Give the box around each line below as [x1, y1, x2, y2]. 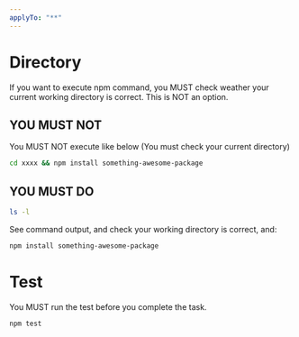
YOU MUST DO [9, 184, 95, 199]
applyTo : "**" [9, 13, 63, 23]
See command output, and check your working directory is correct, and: [9, 223, 277, 234]
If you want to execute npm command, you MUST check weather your [9, 82, 270, 93]
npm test [9, 319, 42, 328]
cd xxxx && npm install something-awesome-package [9, 159, 204, 168]
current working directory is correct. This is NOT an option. [9, 91, 229, 102]
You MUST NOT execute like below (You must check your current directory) [9, 141, 291, 152]
